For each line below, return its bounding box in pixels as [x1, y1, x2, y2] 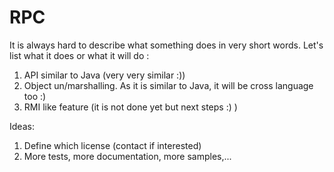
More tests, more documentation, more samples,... [23, 150, 232, 162]
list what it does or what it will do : [9, 49, 150, 61]
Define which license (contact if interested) [23, 139, 202, 151]
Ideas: [9, 120, 35, 132]
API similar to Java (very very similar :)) [23, 69, 186, 81]
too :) [23, 90, 47, 102]
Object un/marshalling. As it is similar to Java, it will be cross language [23, 79, 314, 91]
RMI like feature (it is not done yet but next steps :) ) [23, 101, 238, 113]
